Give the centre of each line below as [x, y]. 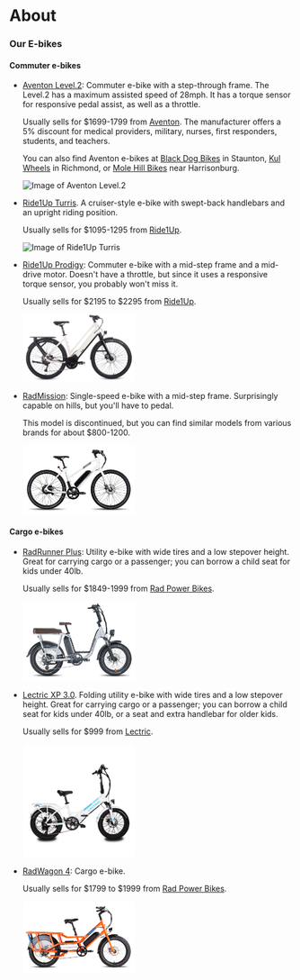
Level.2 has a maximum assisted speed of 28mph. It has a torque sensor [157, 95]
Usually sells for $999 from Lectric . [88, 731]
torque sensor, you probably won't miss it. [100, 284]
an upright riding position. [70, 213]
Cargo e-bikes [37, 531]
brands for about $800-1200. [76, 432]
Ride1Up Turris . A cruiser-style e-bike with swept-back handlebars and [154, 203]
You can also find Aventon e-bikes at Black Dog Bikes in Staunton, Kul [151, 159]
